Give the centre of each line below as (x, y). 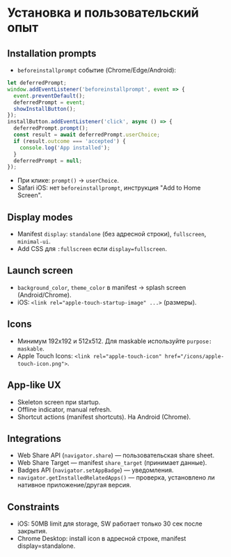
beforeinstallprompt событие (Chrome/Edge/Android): (96, 70)
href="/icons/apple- (194, 356)
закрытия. (32, 531)
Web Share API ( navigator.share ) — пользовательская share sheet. (115, 455)
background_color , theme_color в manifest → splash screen (102, 287)
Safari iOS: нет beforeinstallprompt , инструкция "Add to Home (109, 188)
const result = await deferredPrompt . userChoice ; (87, 135)
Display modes (40, 217)
